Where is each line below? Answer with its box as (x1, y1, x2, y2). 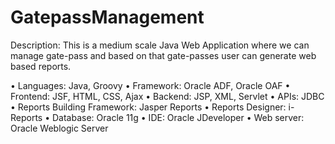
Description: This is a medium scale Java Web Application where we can (10, 39, 310, 51)
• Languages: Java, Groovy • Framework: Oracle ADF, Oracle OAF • (10, 79, 291, 91)
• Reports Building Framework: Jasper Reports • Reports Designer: (10, 101, 287, 113)
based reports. (10, 60, 72, 72)
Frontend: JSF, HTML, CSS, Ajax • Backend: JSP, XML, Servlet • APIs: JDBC (10, 90, 325, 102)
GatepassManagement (10, 6, 205, 29)
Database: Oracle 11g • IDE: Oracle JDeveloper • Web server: (52, 111, 305, 123)
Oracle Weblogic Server (10, 122, 109, 134)
